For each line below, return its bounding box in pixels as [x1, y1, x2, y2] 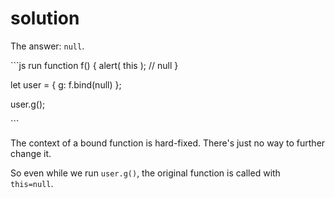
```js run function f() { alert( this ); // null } [10, 59, 179, 71]
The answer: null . [10, 40, 85, 52]
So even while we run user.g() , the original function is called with [10, 167, 281, 179]
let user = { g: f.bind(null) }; [10, 78, 122, 91]
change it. [10, 147, 52, 159]
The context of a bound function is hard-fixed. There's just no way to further [10, 137, 326, 149]
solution [10, 7, 80, 30]
